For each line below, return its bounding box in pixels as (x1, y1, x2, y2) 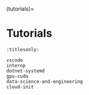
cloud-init (6, 83, 34, 90)
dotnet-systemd (6, 68, 45, 74)
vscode (6, 57, 23, 63)
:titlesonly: (6, 46, 40, 52)
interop (6, 62, 26, 69)
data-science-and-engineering (6, 79, 84, 85)
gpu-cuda (6, 73, 29, 79)
